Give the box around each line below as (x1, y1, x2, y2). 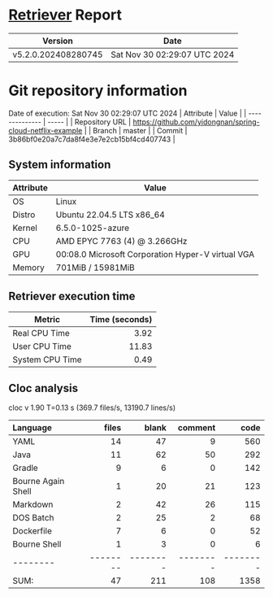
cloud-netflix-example (8, 125, 83, 135)
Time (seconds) (89, 313, 153, 325)
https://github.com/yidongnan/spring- (132, 116, 260, 127)
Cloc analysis (8, 381, 79, 395)
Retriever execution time (8, 290, 136, 303)
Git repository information (8, 81, 188, 100)
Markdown (12, 499, 54, 510)
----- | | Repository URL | (47, 116, 132, 127)
